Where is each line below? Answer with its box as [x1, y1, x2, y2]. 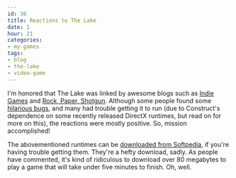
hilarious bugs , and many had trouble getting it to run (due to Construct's [7, 104, 220, 112]
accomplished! [7, 126, 51, 135]
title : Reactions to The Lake [7, 17, 97, 24]
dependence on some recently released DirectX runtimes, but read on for [7, 111, 222, 120]
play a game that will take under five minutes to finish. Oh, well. [7, 162, 192, 171]
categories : [7, 37, 43, 44]
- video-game [7, 69, 46, 76]
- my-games [7, 43, 40, 50]
